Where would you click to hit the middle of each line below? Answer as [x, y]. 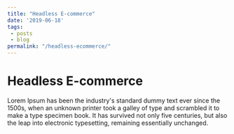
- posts [21, 33]
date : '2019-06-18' [36, 20]
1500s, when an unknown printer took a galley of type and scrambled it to [113, 108]
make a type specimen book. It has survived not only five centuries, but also [117, 115]
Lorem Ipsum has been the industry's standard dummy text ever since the [114, 100]
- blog [20, 40]
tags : [15, 27]
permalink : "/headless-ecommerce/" [59, 46]
